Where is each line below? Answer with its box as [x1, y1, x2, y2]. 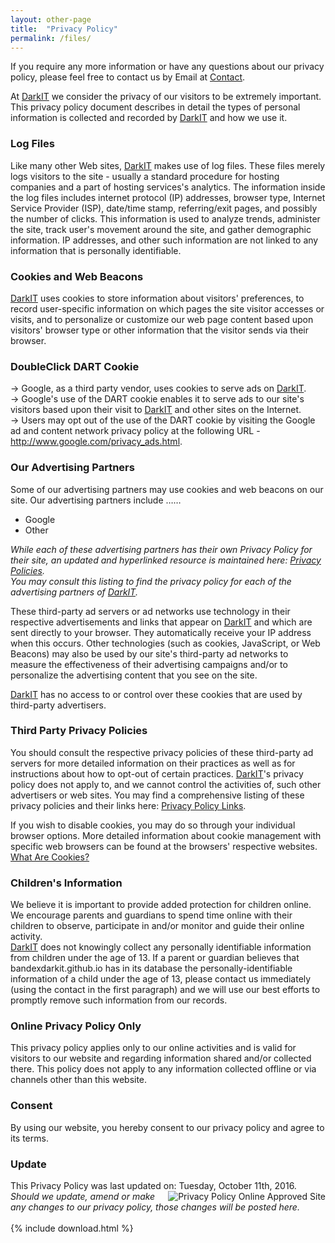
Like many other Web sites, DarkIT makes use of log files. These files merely [10, 159, 326, 171]
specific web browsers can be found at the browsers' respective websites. [10, 840, 318, 852]
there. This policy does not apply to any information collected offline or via [10, 1063, 317, 1075]
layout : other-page [10, 14, 92, 25]
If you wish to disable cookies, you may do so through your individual [10, 819, 296, 831]
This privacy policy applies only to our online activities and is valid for [10, 1042, 297, 1054]
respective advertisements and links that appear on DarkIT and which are [10, 616, 313, 628]
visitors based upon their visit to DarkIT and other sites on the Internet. [10, 404, 302, 416]
